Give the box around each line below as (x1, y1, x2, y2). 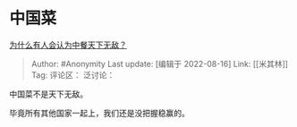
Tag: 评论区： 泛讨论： (30, 69, 115, 80)
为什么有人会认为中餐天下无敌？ (9, 39, 127, 50)
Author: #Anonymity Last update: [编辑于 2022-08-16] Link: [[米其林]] (30, 58, 289, 69)
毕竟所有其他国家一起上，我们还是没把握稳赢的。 (9, 107, 190, 118)
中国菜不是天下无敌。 (9, 89, 88, 99)
